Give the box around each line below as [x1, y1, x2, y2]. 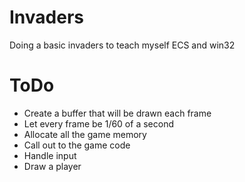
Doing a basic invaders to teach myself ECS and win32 [9, 39, 236, 51]
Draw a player [23, 160, 82, 172]
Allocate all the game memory [23, 128, 147, 140]
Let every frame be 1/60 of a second [23, 117, 174, 130]
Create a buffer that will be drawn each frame [23, 107, 212, 119]
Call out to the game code [23, 139, 131, 151]
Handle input [23, 149, 77, 161]
